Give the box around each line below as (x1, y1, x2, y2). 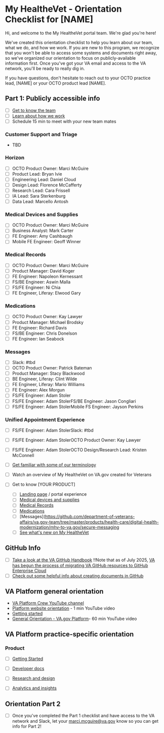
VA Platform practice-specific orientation (5, 630, 134, 638)
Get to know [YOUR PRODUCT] (12, 481, 75, 487)
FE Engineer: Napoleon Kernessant (12, 273, 83, 279)
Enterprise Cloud (12, 568, 47, 573)
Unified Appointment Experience (5, 416, 85, 423)
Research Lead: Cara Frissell (12, 187, 70, 193)
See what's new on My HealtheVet (19, 529, 89, 535)
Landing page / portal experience (19, 491, 87, 497)
